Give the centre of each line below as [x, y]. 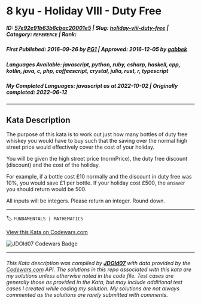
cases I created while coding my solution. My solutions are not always [93, 288]
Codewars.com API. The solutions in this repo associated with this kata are [99, 269]
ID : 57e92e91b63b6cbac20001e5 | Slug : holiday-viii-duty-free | [87, 27]
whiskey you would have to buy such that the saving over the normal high [97, 141]
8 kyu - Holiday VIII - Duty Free [84, 11]
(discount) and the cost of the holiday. [53, 165]
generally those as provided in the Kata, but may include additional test [94, 282]
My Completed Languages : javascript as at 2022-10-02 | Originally [92, 85]
